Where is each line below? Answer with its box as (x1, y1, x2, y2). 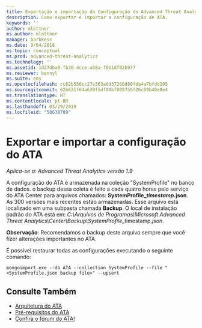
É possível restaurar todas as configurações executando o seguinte (6, 247, 173, 254)
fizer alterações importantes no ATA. (6, 235, 97, 243)
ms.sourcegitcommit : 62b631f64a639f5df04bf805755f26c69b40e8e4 (6, 87, 168, 93)
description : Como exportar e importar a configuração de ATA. (6, 14, 168, 20)
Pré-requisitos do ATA (14, 309, 70, 316)
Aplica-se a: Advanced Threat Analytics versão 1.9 (6, 167, 133, 174)
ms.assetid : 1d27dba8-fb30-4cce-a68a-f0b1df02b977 (6, 64, 136, 71)
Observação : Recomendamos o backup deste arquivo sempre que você (6, 229, 185, 236)
